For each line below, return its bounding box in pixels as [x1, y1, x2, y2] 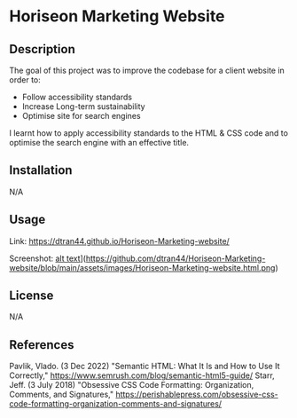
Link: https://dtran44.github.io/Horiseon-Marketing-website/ [9, 235, 231, 246]
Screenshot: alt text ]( [9, 253, 87, 264]
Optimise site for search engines [21, 111, 141, 121]
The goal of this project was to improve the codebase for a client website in [9, 65, 285, 75]
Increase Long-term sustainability [21, 101, 145, 112]
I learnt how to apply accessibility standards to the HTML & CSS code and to [9, 128, 288, 138]
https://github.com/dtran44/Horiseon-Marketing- [85, 253, 266, 264]
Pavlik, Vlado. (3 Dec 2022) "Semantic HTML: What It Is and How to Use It [9, 361, 280, 372]
